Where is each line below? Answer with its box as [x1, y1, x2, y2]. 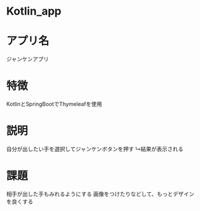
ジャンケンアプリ [6, 55, 49, 63]
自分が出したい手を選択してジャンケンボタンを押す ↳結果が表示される [6, 145, 184, 152]
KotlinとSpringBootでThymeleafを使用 [6, 101, 102, 108]
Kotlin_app [6, 4, 62, 18]
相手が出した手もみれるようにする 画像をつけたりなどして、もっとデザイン [6, 190, 195, 198]
